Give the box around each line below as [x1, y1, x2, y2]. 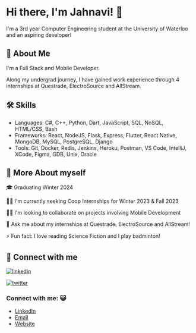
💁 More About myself [6, 168, 86, 178]
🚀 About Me [6, 49, 50, 59]
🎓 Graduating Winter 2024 [6, 184, 73, 191]
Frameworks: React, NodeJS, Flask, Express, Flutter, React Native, [14, 131, 177, 139]
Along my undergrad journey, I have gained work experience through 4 [6, 76, 180, 83]
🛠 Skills [6, 100, 37, 111]
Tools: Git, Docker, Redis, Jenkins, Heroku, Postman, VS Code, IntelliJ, [14, 144, 187, 151]
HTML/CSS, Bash [14, 125, 58, 133]
